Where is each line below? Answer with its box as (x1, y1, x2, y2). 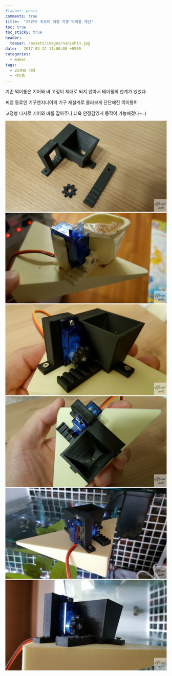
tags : (5, 62, 17, 68)
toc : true (5, 25, 27, 30)
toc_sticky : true (5, 30, 42, 35)
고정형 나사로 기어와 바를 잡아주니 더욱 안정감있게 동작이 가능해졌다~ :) (5, 110, 147, 116)
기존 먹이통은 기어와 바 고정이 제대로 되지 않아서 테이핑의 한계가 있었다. (5, 89, 147, 95)
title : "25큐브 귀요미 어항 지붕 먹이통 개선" (5, 19, 94, 24)
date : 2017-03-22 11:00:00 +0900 (5, 46, 81, 51)
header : (5, 35, 22, 40)
